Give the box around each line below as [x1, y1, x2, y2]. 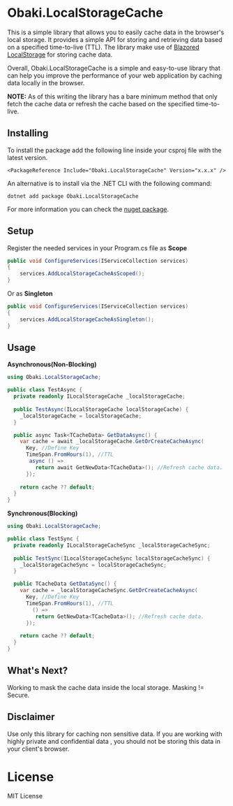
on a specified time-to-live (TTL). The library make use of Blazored [7, 43, 200, 51]
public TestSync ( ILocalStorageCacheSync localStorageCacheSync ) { [13, 554, 211, 562]
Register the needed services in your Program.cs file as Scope [7, 243, 187, 252]
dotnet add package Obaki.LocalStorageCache [7, 192, 139, 200]
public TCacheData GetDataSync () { [13, 580, 117, 588]
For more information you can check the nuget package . [7, 205, 170, 213]
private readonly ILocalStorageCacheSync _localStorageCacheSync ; [13, 542, 211, 549]
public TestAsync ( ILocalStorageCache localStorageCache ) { [13, 405, 189, 413]
